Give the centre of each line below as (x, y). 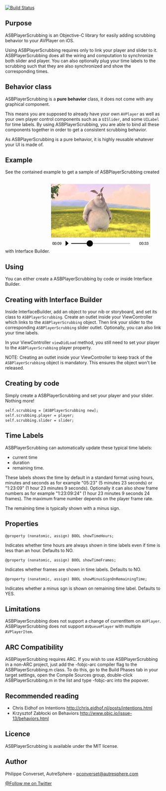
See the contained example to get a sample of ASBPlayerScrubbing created (82, 172)
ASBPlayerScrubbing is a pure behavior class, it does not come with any (79, 99)
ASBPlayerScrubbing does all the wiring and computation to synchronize (79, 55)
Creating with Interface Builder (54, 300)
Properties (22, 524)
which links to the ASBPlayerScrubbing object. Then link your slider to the (79, 322)
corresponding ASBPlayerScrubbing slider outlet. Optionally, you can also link (83, 327)
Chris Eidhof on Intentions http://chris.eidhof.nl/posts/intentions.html (82, 708)
